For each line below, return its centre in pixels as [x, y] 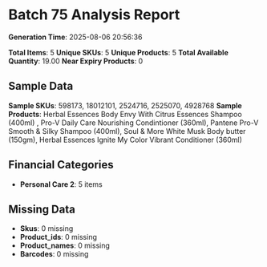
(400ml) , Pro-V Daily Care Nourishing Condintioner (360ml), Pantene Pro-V [133, 123]
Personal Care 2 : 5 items [61, 184]
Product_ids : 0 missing [59, 237]
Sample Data [41, 86]
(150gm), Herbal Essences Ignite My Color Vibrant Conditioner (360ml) [125, 140]
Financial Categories [61, 165]
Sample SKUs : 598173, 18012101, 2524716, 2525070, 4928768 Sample [125, 105]
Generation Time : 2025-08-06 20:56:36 [75, 37]
